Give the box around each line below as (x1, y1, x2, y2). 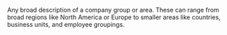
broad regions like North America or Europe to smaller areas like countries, (7, 13, 221, 21)
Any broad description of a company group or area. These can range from (7, 6, 220, 14)
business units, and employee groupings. (7, 21, 125, 28)
